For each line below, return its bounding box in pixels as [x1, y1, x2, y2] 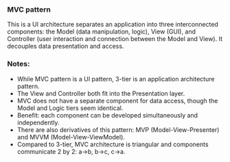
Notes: [7, 59, 30, 69]
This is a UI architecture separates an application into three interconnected [7, 21, 218, 29]
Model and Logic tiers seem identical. [16, 104, 124, 112]
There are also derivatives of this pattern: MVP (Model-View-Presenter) [16, 125, 220, 134]
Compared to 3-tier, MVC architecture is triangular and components [16, 140, 209, 148]
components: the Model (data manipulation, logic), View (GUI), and [7, 27, 196, 36]
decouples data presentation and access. [7, 42, 124, 51]
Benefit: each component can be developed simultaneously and [16, 111, 198, 119]
